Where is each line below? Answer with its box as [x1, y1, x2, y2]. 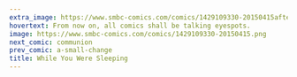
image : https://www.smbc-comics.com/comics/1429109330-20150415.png [9, 29, 267, 38]
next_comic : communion [9, 37, 93, 47]
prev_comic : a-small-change [9, 46, 113, 55]
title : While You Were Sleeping [9, 54, 128, 63]
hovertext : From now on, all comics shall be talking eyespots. [9, 21, 251, 30]
